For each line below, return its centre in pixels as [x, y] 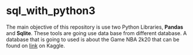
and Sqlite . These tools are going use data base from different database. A [97, 33]
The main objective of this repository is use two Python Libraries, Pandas [95, 27]
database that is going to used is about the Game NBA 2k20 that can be [93, 39]
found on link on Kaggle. [36, 46]
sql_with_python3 [51, 11]
